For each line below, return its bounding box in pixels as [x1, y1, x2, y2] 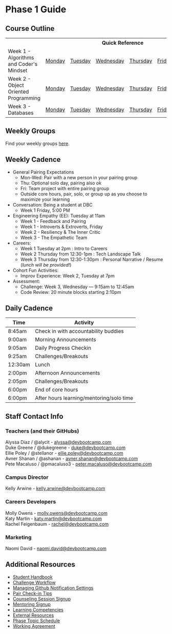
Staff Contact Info [5, 412, 63, 421]
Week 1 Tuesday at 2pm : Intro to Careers [20, 245, 107, 251]
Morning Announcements [35, 336, 96, 343]
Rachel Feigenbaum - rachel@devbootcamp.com [5, 520, 109, 527]
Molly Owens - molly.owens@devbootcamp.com [5, 510, 107, 516]
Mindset [8, 67, 28, 74]
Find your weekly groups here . [5, 140, 70, 146]
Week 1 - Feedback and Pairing [20, 218, 86, 224]
